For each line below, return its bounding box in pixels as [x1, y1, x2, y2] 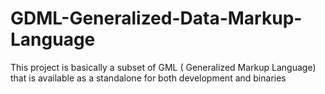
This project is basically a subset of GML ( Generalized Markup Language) [10, 61, 317, 73]
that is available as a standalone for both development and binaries [10, 72, 287, 84]
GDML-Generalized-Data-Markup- [10, 7, 303, 30]
